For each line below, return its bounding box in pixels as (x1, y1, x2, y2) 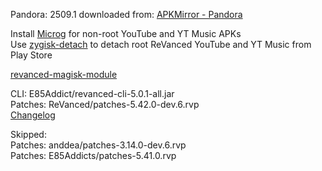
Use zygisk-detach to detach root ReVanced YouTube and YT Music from (10, 39, 312, 50)
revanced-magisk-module (10, 69, 118, 80)
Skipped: (10, 129, 47, 140)
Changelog (10, 109, 56, 121)
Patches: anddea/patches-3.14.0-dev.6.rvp (10, 139, 187, 151)
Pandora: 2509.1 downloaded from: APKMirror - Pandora (10, 9, 243, 20)
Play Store (10, 49, 53, 61)
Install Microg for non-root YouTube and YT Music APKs (10, 28, 242, 39)
